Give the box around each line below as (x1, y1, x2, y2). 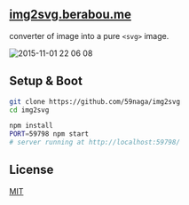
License (9, 162, 54, 177)
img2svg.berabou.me (9, 7, 131, 22)
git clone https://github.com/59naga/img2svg (9, 97, 180, 106)
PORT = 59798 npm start (9, 130, 90, 138)
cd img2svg (9, 106, 50, 114)
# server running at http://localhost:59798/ (9, 138, 180, 147)
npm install (9, 122, 53, 130)
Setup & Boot (9, 74, 83, 89)
